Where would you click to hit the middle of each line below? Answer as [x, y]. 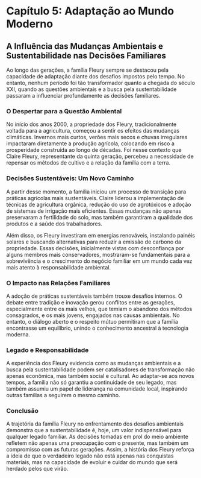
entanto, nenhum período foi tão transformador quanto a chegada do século [101, 83]
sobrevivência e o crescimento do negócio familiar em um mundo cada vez [99, 261]
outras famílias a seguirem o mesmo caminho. [63, 395]
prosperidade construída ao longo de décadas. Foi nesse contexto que [94, 150]
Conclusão [23, 411]
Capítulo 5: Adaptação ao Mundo [90, 11]
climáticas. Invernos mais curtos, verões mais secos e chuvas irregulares [97, 137]
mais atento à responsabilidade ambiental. [59, 267]
